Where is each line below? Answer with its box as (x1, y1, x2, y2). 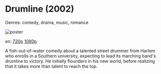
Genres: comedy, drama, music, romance (5, 19, 89, 25)
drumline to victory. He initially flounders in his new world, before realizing (5, 58, 156, 64)
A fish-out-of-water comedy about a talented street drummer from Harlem (5, 48, 156, 54)
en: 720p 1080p (5, 38, 37, 44)
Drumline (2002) (5, 3, 75, 15)
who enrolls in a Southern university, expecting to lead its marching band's (5, 53, 156, 59)
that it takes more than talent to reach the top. (5, 63, 98, 69)
